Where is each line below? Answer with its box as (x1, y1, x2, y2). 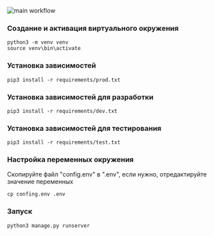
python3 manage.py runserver (7, 222, 90, 229)
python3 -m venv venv (7, 39, 69, 46)
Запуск (7, 207, 33, 216)
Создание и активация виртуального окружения (7, 23, 179, 33)
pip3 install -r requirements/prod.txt (7, 76, 121, 83)
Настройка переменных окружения (7, 155, 134, 164)
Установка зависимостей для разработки (7, 92, 154, 102)
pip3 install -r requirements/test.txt (7, 139, 121, 146)
